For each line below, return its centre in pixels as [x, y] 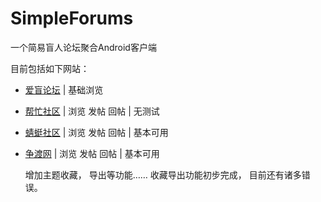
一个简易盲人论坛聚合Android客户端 [83, 47]
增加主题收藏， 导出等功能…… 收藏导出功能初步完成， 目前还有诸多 [163, 174]
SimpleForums [72, 18]
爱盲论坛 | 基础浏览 [64, 89]
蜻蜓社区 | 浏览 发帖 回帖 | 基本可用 [96, 132]
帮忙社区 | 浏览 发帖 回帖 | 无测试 [92, 111]
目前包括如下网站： [50, 68]
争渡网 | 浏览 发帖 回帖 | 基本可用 [92, 153]
